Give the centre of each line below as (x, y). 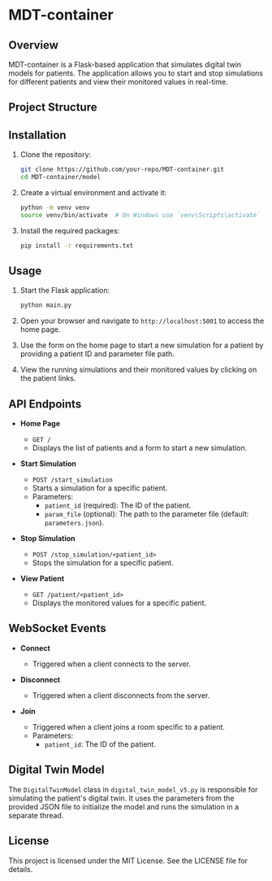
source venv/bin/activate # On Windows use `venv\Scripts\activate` (140, 215)
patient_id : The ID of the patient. (100, 744)
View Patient (42, 578)
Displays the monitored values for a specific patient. (119, 603)
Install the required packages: (70, 230)
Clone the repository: (56, 155)
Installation (37, 135)
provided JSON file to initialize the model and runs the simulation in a (124, 806)
